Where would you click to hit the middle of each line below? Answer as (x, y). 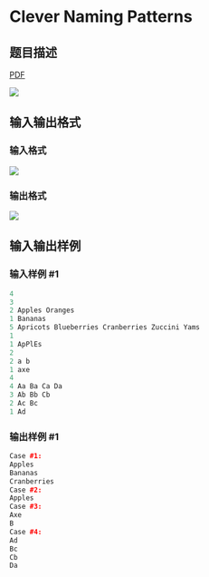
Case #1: (26, 456)
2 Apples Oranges (42, 310)
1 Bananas (28, 319)
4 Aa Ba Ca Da (36, 386)
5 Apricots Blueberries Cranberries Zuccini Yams (105, 328)
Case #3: (26, 507)
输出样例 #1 (34, 436)
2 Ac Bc (24, 404)
